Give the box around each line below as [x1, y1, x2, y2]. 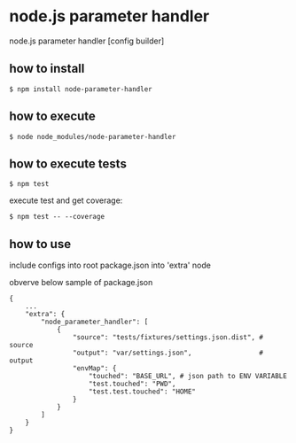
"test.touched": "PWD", [88, 379, 176, 389]
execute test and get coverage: [9, 195, 123, 206]
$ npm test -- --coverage [9, 213, 105, 221]
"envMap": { [72, 364, 117, 373]
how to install [9, 61, 85, 76]
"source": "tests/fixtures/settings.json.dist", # [72, 333, 264, 342]
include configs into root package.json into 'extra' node [9, 260, 211, 271]
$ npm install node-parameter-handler [9, 84, 152, 94]
